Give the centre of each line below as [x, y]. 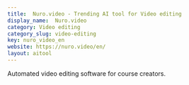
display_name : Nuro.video [47, 21]
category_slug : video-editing [52, 34]
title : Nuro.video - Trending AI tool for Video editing [94, 14]
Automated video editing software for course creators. [87, 73]
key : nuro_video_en [36, 40]
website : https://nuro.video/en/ [57, 47]
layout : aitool [30, 54]
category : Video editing [44, 27]
